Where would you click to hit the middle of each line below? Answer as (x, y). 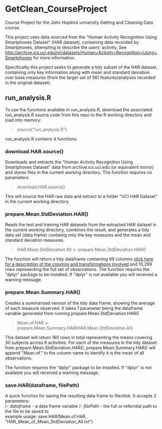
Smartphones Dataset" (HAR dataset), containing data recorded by (72, 42)
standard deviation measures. (35, 240)
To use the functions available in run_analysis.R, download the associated (79, 109)
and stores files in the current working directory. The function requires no (79, 172)
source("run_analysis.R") (42, 129)
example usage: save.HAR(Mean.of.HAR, (46, 416)
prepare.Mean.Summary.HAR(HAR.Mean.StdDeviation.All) (75, 328)
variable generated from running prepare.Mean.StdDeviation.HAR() (72, 313)
